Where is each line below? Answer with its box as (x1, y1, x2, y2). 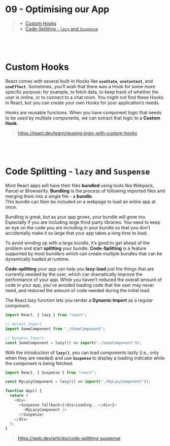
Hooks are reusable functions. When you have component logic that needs (5, 110, 162, 116)
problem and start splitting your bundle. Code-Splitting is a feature (5, 245, 147, 252)
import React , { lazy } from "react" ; (5, 313, 87, 318)
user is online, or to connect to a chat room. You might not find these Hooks (5, 94, 164, 100)
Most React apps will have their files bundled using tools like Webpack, (5, 183, 155, 189)
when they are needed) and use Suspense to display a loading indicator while (5, 355, 165, 361)
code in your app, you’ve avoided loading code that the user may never (5, 282, 155, 288)
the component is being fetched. (5, 360, 74, 366)
